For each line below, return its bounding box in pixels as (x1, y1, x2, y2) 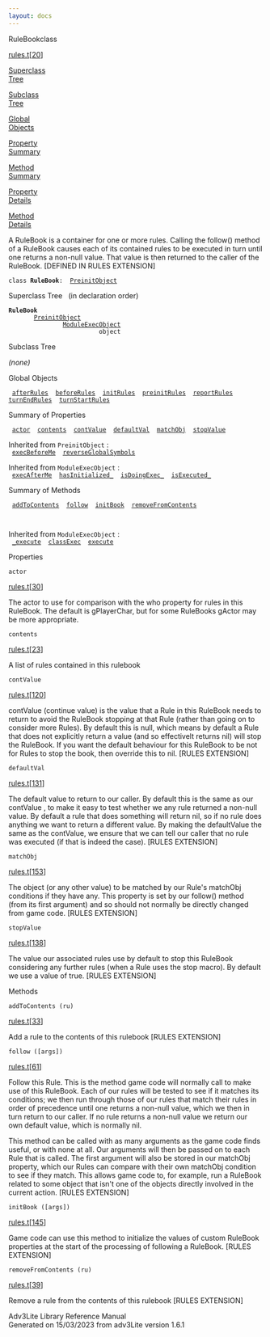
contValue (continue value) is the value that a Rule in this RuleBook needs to (8, 705, 262, 715)
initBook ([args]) (8, 1203, 70, 1211)
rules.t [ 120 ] (8, 690, 47, 699)
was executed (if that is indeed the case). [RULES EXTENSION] (8, 837, 218, 846)
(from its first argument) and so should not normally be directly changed (8, 899, 249, 909)
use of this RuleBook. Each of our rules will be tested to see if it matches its (8, 1086, 259, 1095)
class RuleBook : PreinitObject (8, 276, 117, 285)
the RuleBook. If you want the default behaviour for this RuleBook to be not (8, 740, 258, 749)
